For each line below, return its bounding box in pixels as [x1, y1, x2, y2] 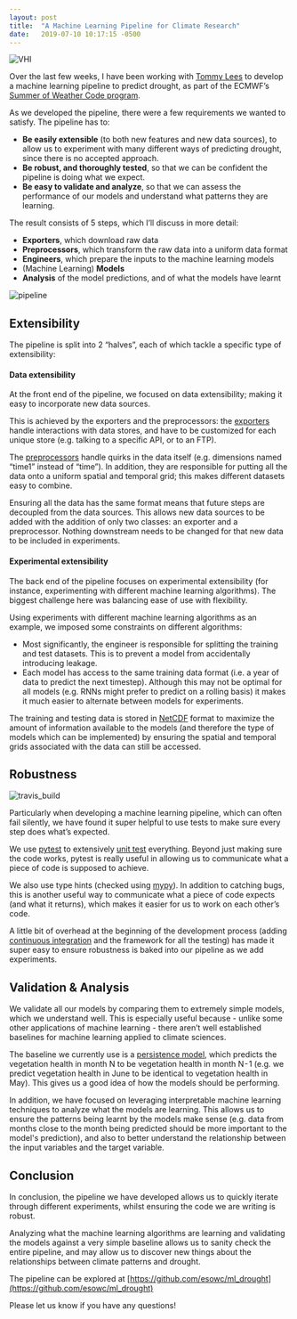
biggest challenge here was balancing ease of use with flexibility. [9, 594, 248, 606]
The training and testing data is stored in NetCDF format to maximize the [9, 712, 275, 723]
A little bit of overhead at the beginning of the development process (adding [9, 925, 287, 936]
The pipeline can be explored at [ [9, 1274, 131, 1284]
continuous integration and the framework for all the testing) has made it [9, 935, 275, 946]
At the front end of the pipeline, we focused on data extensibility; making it [9, 389, 283, 400]
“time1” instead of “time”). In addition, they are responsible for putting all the [9, 461, 288, 472]
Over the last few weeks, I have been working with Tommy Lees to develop [9, 71, 284, 82]
